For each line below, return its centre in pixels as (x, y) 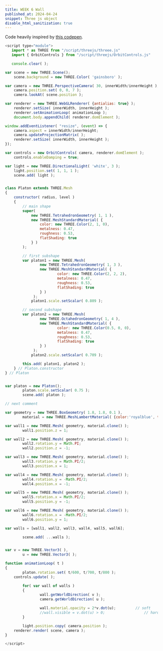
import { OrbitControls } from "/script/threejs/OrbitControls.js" (81, 55)
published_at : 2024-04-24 (31, 14)
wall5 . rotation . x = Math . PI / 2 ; (54, 497)
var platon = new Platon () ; (33, 386)
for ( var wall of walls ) (49, 586)
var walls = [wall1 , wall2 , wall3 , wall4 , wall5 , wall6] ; (65, 528)
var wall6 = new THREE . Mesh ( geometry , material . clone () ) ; (67, 510)
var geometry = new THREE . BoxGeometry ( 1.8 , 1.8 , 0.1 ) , (64, 413)
